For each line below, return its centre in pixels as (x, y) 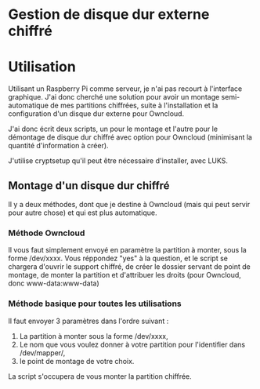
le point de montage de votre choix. (77, 361)
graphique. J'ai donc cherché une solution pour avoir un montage (114, 97)
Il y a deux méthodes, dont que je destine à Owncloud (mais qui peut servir (129, 204)
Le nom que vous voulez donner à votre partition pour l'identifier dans (132, 344)
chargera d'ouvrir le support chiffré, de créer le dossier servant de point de (129, 267)
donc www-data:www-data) (54, 283)
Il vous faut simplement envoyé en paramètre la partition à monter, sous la (127, 250)
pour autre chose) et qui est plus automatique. (83, 213)
